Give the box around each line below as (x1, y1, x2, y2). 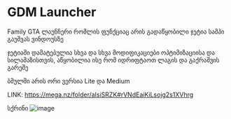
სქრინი (7, 104, 29, 112)
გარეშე (7, 63, 29, 71)
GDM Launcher (7, 4, 97, 20)
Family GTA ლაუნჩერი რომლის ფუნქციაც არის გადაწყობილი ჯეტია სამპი (7, 27, 225, 36)
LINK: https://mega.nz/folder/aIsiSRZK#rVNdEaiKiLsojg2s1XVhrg (7, 90, 194, 99)
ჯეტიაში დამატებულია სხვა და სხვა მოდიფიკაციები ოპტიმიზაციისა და (7, 48, 216, 57)
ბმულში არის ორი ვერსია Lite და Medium (7, 76, 130, 85)
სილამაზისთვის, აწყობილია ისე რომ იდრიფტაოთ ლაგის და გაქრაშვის (7, 55, 220, 64)
